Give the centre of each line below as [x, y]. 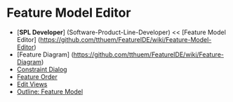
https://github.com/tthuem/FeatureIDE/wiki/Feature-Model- [126, 39]
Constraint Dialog [42, 69]
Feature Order [37, 76]
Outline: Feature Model [50, 92]
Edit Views [32, 84]
